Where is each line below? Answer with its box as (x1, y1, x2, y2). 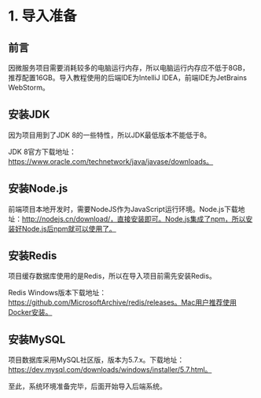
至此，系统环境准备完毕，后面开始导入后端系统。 (8, 382, 167, 391)
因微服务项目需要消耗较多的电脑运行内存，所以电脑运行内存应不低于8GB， (8, 64, 250, 72)
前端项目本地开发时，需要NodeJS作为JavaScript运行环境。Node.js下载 (8, 204, 238, 214)
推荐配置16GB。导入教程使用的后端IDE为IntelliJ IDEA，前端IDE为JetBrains (8, 73, 248, 82)
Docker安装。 (8, 308, 53, 317)
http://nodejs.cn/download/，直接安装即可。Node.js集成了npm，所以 (22, 214, 246, 224)
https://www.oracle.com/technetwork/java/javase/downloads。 (8, 156, 214, 166)
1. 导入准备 (8, 7, 77, 25)
